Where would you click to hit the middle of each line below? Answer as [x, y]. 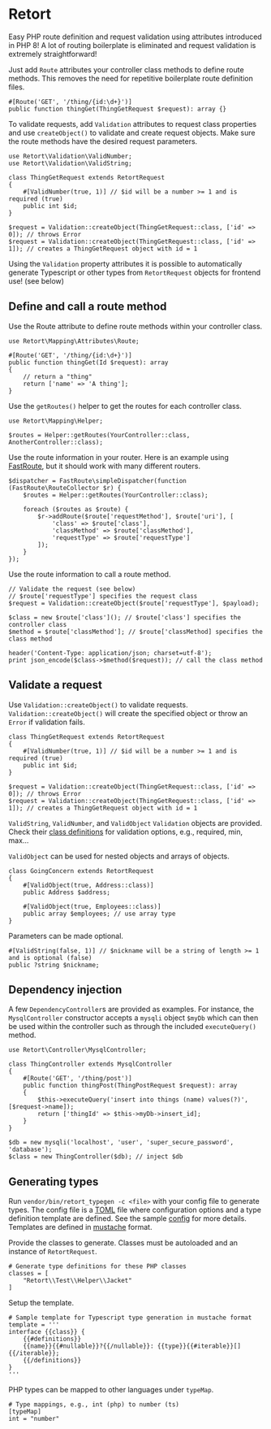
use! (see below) [37, 280]
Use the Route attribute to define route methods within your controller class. [135, 326]
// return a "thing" [58, 376]
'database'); [30, 1150]
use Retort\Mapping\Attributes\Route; [74, 341]
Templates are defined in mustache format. [80, 1227]
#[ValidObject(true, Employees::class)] [92, 906]
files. [17, 87]
